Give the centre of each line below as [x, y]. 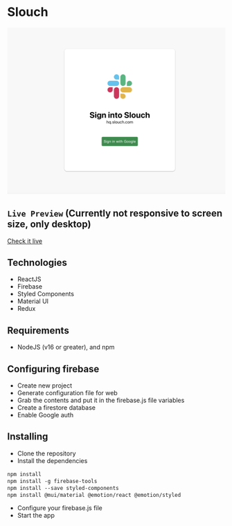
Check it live [25, 241]
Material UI [33, 301]
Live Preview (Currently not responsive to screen [115, 214]
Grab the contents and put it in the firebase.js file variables [101, 400]
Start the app [36, 515]
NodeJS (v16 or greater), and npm [66, 347]
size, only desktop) [49, 225]
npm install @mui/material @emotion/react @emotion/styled [94, 495]
